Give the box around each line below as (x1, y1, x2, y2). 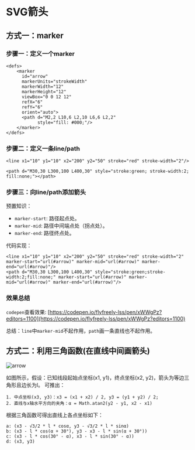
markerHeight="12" (21, 88, 67, 94)
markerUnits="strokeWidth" (21, 79, 88, 84)
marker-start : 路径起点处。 (14, 215, 80, 222)
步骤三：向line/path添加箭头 (6, 188, 86, 196)
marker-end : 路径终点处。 (14, 230, 75, 237)
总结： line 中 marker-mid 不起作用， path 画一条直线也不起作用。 (6, 327, 156, 334)
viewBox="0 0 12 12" (21, 94, 72, 100)
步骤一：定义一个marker (6, 49, 75, 57)
